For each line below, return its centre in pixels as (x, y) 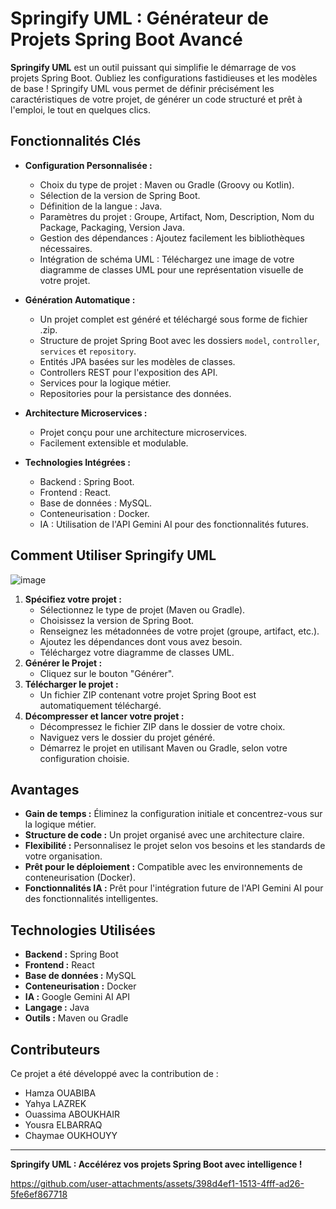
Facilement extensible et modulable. (114, 443)
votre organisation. (63, 856)
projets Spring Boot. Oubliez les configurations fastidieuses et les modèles (164, 78)
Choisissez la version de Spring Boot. (117, 620)
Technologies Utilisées (83, 930)
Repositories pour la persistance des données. (135, 393)
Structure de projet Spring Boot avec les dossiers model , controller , (179, 340)
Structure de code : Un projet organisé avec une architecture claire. (164, 835)
